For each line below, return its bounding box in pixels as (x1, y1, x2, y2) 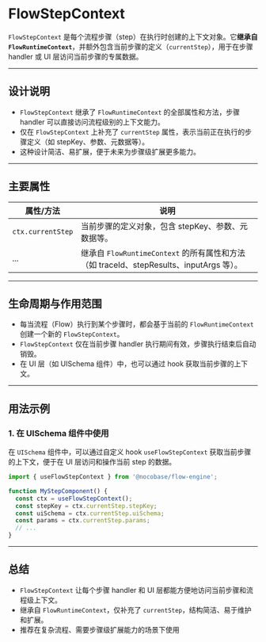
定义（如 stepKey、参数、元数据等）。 (26, 136, 149, 147)
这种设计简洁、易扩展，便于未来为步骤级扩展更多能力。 (19, 147, 200, 156)
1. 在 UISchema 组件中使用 (8, 427, 109, 438)
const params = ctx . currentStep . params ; (15, 517, 150, 525)
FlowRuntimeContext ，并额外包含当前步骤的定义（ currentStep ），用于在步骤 (8, 41, 253, 52)
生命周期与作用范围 (8, 296, 102, 310)
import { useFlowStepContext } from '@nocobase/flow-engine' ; (8, 473, 218, 481)
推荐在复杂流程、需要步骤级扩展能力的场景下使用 (19, 625, 180, 634)
